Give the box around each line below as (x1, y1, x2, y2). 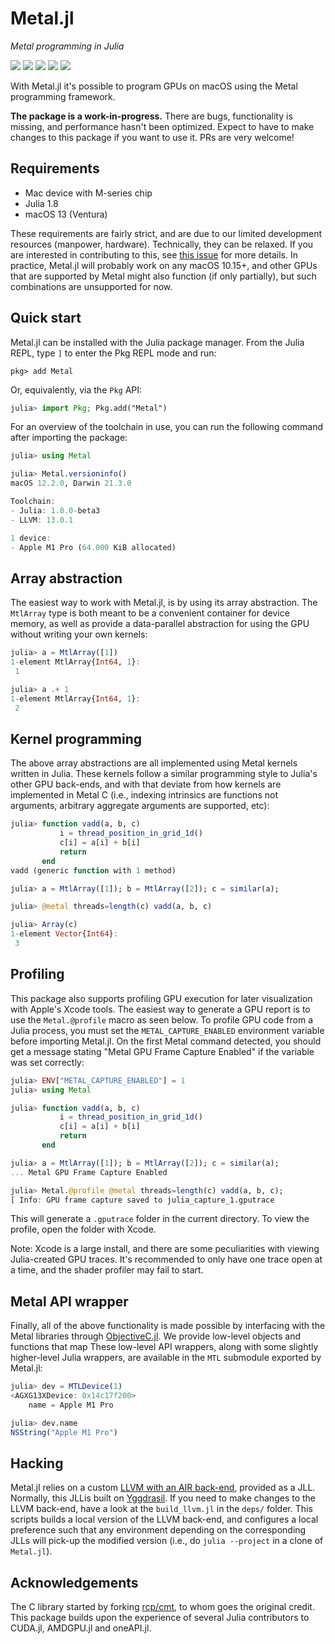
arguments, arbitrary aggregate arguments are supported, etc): (10, 800, 270, 812)
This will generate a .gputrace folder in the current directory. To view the (10, 1213, 310, 1225)
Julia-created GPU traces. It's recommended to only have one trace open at (10, 1253, 323, 1266)
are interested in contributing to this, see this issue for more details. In (10, 248, 298, 261)
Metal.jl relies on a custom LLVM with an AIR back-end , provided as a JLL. (10, 1482, 316, 1494)
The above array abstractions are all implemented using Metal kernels (10, 757, 298, 769)
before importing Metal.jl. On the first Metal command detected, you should (10, 1035, 322, 1047)
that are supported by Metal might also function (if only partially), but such (10, 270, 317, 282)
